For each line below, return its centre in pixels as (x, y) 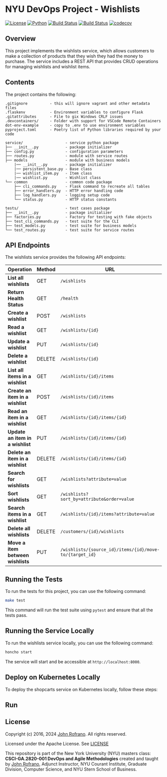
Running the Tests (34, 579)
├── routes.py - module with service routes (66, 156)
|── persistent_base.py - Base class (53, 169)
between (18, 556)
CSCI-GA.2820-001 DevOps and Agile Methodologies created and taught (82, 759)
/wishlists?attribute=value (93, 479)
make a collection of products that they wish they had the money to (74, 56)
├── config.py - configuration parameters (64, 151)
